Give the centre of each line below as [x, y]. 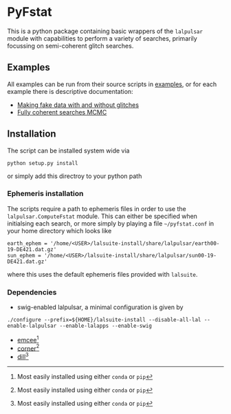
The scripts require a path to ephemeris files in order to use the [97, 208]
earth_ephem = [27, 243]
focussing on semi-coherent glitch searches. [70, 46]
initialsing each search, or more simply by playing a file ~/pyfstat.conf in [111, 223]
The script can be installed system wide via [68, 150]
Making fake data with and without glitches [78, 105]
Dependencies [32, 292]
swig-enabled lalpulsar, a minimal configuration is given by [100, 307]
